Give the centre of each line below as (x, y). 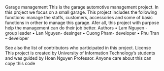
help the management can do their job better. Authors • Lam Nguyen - (76, 28)
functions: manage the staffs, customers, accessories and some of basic (79, 17)
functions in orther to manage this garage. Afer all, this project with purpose (82, 23)
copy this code (20, 63)
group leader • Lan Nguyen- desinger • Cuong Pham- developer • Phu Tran (82, 33)
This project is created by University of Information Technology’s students (80, 53)
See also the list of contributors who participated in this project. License (78, 48)
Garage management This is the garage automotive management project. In (82, 7)
